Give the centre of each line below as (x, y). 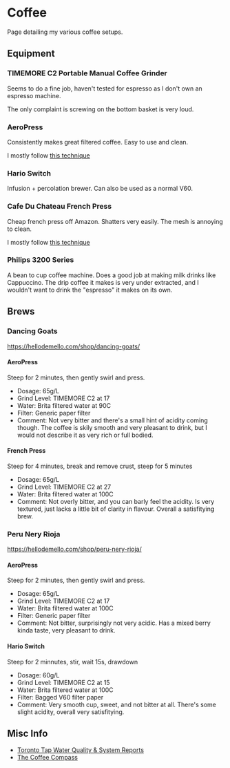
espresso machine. (34, 95)
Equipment (31, 54)
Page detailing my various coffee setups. (65, 32)
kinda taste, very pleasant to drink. (66, 630)
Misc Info (28, 733)
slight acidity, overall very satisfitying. (71, 712)
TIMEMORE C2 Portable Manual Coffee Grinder (87, 73)
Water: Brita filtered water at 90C (64, 405)
